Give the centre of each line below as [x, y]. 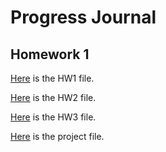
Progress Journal [83, 17]
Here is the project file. [57, 136]
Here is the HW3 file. [53, 117]
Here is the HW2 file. [53, 97]
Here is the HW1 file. [52, 78]
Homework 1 [50, 54]
